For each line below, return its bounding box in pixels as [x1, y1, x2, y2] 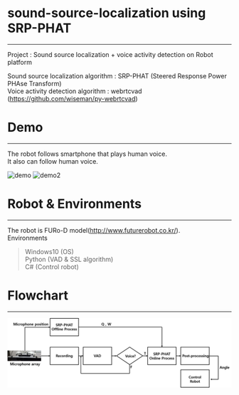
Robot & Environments [7, 196, 142, 212]
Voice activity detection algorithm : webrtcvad [7, 87, 142, 95]
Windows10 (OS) [24, 247, 75, 256]
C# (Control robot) [24, 262, 80, 271]
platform [7, 58, 32, 66]
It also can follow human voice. [7, 157, 98, 165]
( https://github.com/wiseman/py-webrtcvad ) [7, 94, 138, 102]
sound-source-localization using [7, 5, 206, 21]
